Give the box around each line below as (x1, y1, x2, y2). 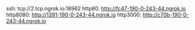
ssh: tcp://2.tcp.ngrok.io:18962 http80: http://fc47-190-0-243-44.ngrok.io (6, 5, 186, 12)
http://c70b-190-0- (142, 11, 189, 18)
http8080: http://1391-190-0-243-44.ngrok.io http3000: (6, 11, 142, 18)
